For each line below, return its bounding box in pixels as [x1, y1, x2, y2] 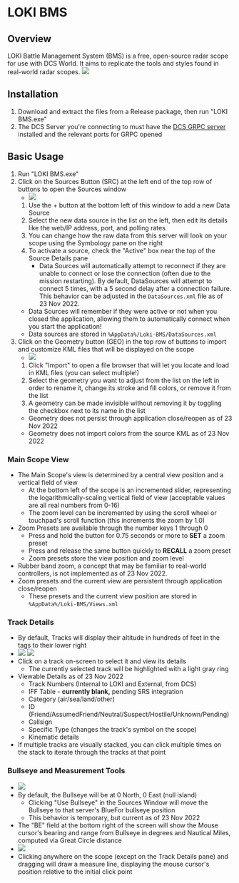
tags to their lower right [17, 641, 87, 650]
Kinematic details [28, 733, 80, 742]
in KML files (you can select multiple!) [28, 368, 140, 377]
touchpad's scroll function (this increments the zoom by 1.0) [28, 516, 205, 524]
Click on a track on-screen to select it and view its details [17, 657, 187, 665]
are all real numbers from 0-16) [28, 501, 120, 509]
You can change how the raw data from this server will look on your [28, 231, 228, 240]
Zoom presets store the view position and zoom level [28, 553, 184, 562]
